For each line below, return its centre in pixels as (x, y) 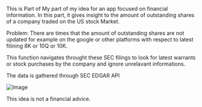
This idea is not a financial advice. (49, 99)
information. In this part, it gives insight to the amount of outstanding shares (100, 15)
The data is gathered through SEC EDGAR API (63, 75)
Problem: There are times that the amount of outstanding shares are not (95, 33)
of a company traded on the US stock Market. (63, 21)
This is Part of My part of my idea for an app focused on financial (87, 9)
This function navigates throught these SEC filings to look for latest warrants (101, 57)
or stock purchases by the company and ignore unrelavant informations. (96, 64)
